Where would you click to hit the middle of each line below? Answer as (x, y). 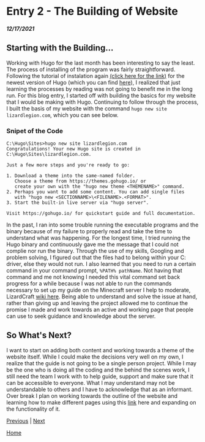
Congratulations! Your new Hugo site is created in (73, 149)
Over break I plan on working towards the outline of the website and (92, 396)
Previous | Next (26, 421)
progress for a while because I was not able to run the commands (89, 283)
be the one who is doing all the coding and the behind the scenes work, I (98, 370)
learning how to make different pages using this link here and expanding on (101, 402)
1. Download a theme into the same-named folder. (71, 176)
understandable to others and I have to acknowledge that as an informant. (99, 389)
